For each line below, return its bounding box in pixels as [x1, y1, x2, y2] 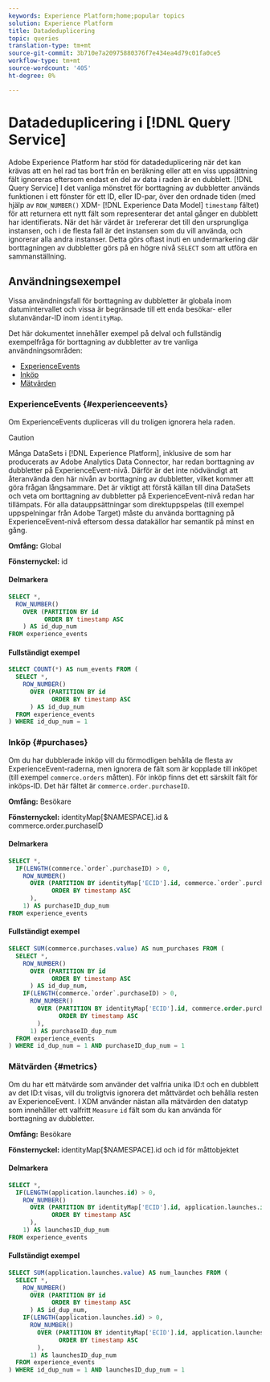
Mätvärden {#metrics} [8, 1061, 98, 1072]
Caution [8, 432, 35, 442]
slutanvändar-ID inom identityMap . [8, 313, 124, 323]
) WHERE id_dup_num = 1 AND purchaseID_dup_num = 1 [8, 1042, 185, 1050]
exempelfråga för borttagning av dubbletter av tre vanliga [8, 337, 198, 347]
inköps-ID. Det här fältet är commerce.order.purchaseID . [8, 780, 190, 790]
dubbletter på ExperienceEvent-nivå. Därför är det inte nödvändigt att [8, 465, 239, 475]
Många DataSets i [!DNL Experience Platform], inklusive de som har [8, 448, 231, 457]
